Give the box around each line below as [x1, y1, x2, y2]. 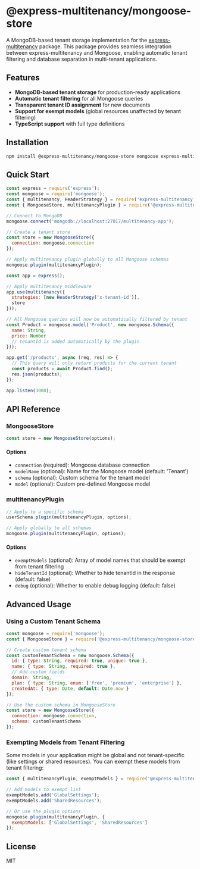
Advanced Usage [6, 599, 71, 609]
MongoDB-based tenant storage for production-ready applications [14, 88, 181, 96]
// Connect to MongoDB [6, 212, 62, 218]
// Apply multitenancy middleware [6, 283, 92, 289]
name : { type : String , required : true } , [11, 664, 116, 670]
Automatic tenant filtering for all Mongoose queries [14, 95, 143, 102]
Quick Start [6, 170, 49, 180]
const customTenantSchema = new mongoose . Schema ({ [6, 652, 135, 658]
